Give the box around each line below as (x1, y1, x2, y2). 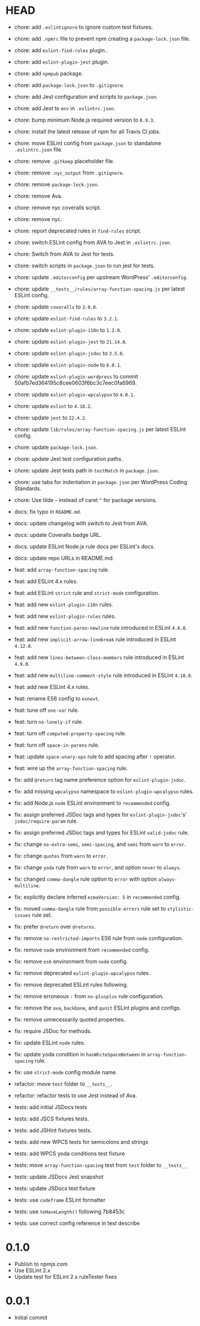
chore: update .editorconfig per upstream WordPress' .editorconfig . (14, 273, 188, 280)
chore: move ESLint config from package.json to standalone (14, 139, 162, 147)
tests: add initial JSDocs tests (14, 1103, 87, 1110)
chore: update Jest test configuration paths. (14, 455, 123, 462)
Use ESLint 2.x (14, 1267, 51, 1274)
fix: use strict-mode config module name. (14, 1068, 117, 1076)
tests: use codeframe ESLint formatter (14, 1196, 106, 1203)
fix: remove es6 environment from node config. (14, 958, 128, 965)
